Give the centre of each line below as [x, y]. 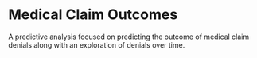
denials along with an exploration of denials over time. [97, 44]
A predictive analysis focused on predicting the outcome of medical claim [128, 37]
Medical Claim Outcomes [93, 15]
